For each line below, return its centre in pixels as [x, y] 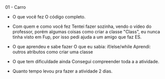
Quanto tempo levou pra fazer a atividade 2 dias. [63, 71]
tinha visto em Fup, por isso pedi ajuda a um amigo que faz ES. [77, 37]
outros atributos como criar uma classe [53, 52]
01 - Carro [15, 7]
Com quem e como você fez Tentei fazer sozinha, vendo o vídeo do [82, 26]
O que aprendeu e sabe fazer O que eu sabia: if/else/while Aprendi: [82, 46]
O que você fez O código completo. [49, 17]
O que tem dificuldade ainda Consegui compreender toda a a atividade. [86, 61]
